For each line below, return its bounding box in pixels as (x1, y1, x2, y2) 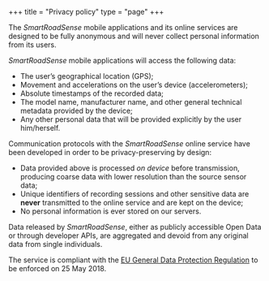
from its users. (8, 40, 57, 50)
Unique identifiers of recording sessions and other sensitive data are (19, 189, 250, 198)
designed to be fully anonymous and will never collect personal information (8, 32, 259, 41)
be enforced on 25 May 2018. (8, 264, 107, 273)
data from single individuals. (8, 240, 103, 249)
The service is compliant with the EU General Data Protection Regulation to (8, 255, 258, 265)
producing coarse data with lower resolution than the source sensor (19, 172, 247, 181)
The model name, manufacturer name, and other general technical (19, 97, 242, 106)
